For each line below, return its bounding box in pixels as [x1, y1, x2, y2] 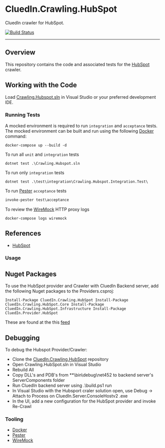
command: [5, 133, 27, 139]
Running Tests [5, 112, 40, 118]
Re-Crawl [12, 404, 32, 410]
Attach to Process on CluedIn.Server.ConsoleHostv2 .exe [12, 393, 128, 399]
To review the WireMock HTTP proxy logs [5, 206, 90, 212]
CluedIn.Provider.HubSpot [5, 311, 58, 316]
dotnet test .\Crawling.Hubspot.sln [5, 161, 80, 166]
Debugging [5, 334, 40, 342]
